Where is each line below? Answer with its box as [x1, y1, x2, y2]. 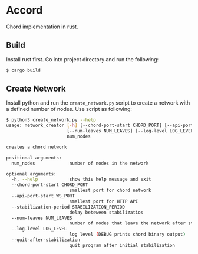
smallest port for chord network [69, 187, 151, 194]
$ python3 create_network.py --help [6, 117, 96, 123]
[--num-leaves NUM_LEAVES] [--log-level [67, 128, 167, 134]
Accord [6, 4, 43, 17]
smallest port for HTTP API [69, 198, 138, 204]
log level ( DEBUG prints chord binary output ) [69, 232, 186, 237]
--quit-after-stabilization [11, 237, 81, 243]
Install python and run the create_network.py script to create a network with [6, 99, 190, 106]
